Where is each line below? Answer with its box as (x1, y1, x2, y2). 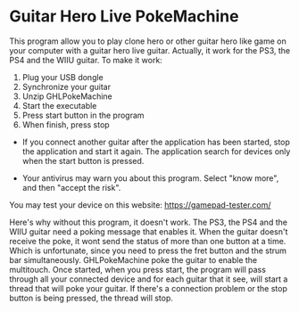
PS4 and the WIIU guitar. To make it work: (9, 54, 162, 65)
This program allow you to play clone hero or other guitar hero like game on (9, 36, 287, 46)
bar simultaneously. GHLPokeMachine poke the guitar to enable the (9, 254, 258, 265)
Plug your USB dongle (21, 71, 104, 82)
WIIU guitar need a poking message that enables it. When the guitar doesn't (9, 226, 288, 237)
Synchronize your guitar (21, 81, 112, 92)
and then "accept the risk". (21, 182, 121, 193)
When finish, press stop (21, 119, 110, 130)
